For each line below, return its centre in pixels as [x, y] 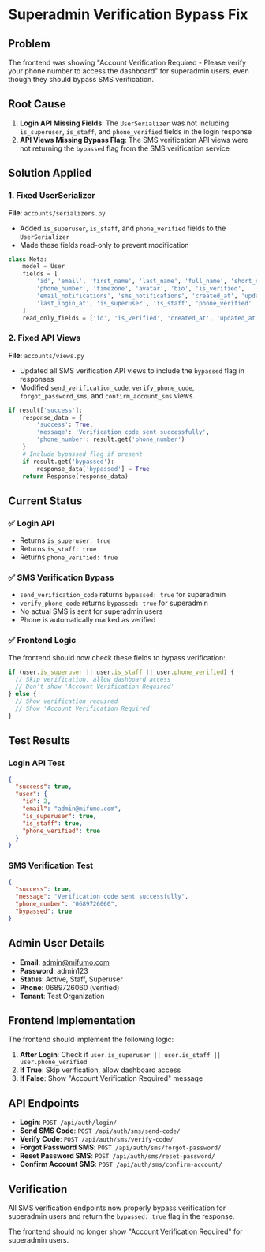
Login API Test [36, 763]
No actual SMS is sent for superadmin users [91, 611]
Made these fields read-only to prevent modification [104, 245]
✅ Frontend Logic [42, 641]
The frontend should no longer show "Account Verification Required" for [125, 1231]
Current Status [45, 501]
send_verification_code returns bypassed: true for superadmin [123, 595]
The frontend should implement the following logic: [91, 1040]
